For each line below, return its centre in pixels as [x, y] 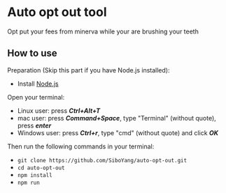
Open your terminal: [36, 97]
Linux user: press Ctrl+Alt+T [59, 110]
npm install [35, 175]
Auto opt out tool [57, 12]
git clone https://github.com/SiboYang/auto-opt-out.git [102, 160]
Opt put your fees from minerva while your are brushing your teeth [103, 31]
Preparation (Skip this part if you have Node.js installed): [89, 70]
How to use [32, 53]
